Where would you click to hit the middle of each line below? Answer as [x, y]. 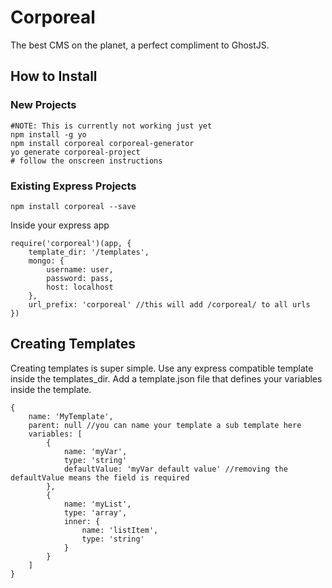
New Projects [43, 105]
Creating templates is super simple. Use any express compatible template [162, 368]
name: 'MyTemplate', [71, 416]
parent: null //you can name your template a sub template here [165, 425]
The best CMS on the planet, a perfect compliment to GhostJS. [140, 45]
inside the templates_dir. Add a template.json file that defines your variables [166, 378]
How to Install [54, 76]
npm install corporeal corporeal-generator [102, 143]
